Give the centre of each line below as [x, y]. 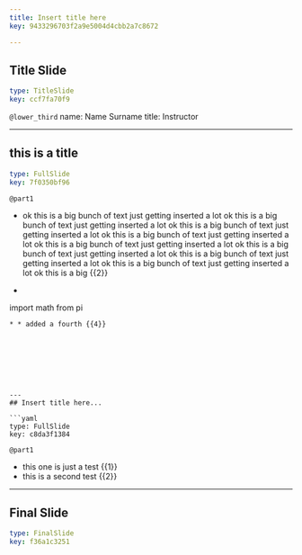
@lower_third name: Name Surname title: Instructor [104, 117]
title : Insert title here [58, 18]
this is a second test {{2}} [70, 476]
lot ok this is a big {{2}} [65, 273]
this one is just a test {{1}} [70, 466]
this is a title [44, 153]
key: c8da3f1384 [40, 434]
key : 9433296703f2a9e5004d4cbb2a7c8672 [84, 26]
